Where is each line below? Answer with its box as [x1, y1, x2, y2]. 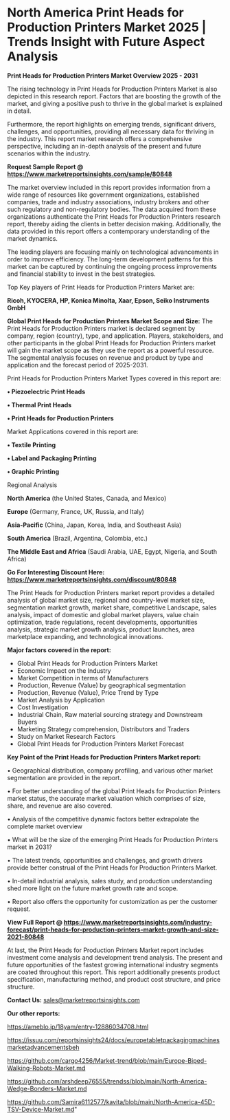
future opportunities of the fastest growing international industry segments [7, 960, 218, 969]
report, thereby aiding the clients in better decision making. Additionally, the [7, 219, 222, 228]
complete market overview [7, 822, 82, 830]
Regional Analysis [7, 480, 58, 489]
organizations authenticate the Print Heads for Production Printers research [7, 212, 221, 221]
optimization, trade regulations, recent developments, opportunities [7, 618, 198, 626]
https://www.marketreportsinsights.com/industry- [63, 918, 213, 926]
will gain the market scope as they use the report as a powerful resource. [7, 346, 214, 354]
